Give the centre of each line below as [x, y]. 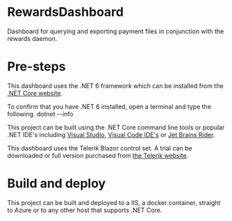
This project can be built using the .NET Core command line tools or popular [116, 127]
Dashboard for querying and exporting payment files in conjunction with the [116, 31]
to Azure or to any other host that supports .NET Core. [85, 210]
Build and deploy [57, 184]
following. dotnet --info [40, 114]
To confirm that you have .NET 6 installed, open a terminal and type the [109, 106]
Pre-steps [36, 67]
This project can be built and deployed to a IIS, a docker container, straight [114, 202]
